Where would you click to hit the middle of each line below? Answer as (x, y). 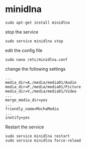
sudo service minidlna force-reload (43, 140)
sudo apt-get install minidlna (38, 23)
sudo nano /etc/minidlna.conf (37, 59)
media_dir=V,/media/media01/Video (41, 91)
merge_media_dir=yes (27, 100)
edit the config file (24, 50)
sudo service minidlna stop (34, 41)
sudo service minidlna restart (38, 136)
